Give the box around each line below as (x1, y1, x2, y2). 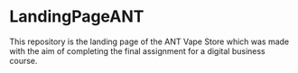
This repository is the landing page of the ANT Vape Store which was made (9, 36, 290, 47)
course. (9, 55, 38, 66)
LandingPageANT (9, 6, 144, 27)
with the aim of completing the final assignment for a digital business (9, 45, 266, 56)
